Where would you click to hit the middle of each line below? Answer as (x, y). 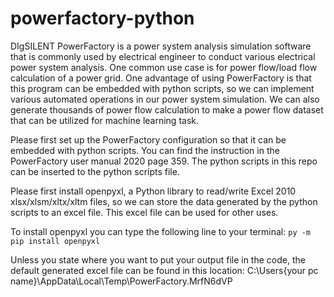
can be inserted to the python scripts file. (95, 171)
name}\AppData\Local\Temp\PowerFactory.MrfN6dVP (121, 281)
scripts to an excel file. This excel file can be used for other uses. (144, 212)
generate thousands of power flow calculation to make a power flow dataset (167, 109)
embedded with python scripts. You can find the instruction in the (145, 150)
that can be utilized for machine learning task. (104, 120)
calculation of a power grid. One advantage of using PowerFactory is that (161, 78)
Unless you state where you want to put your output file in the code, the (158, 259)
